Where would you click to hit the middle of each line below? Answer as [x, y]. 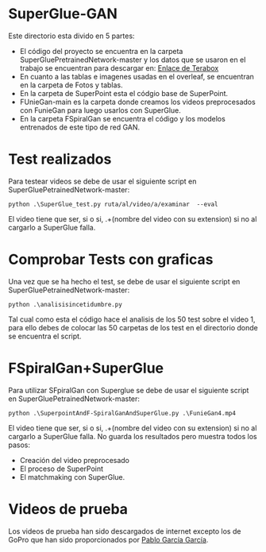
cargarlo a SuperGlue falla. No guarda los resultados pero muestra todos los [133, 436]
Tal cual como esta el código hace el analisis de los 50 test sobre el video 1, [132, 319]
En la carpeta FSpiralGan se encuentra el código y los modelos [123, 118]
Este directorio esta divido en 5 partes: [71, 36]
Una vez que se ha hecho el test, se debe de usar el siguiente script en [124, 281]
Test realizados [60, 159]
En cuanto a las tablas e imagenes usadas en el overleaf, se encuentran [137, 76]
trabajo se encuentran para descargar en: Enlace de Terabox [119, 68]
